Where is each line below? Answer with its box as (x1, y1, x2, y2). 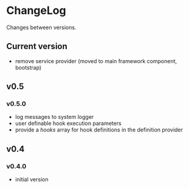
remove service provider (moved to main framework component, (15, 57, 177, 64)
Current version (6, 41, 68, 52)
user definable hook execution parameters (15, 119, 122, 127)
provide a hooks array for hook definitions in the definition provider (15, 126, 184, 133)
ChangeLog (6, 4, 66, 18)
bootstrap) (15, 64, 42, 71)
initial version (15, 176, 49, 183)
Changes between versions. (6, 24, 77, 31)
